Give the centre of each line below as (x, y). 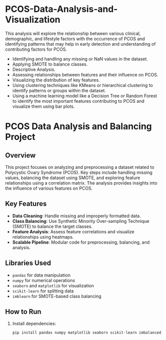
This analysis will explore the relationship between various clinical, (73, 33)
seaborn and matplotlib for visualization (53, 285)
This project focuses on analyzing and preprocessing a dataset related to (80, 167)
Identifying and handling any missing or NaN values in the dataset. (80, 59)
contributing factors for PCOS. (36, 49)
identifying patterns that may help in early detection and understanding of (81, 44)
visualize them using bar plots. (44, 106)
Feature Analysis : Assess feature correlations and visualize (73, 231)
